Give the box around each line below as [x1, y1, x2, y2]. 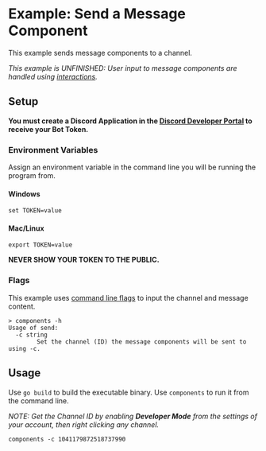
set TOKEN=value [8, 207, 62, 215]
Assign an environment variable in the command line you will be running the [8, 162, 256, 172]
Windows [8, 189, 40, 199]
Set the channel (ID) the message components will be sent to [37, 337, 247, 346]
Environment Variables [8, 144, 98, 155]
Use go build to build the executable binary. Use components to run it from [8, 387, 249, 397]
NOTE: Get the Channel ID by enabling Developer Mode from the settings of [8, 411, 258, 421]
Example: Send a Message [8, 5, 187, 23]
